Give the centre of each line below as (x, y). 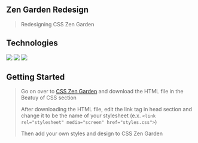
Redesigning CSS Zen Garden (57, 24)
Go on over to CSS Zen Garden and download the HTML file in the (102, 92)
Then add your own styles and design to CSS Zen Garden (92, 133)
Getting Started (36, 77)
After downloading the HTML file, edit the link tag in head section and (106, 109)
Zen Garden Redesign (47, 10)
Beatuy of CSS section (48, 98)
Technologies (32, 43)
